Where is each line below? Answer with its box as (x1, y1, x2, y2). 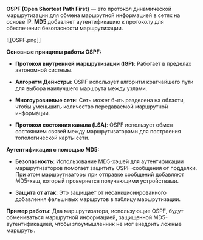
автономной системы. (15, 66, 73, 74)
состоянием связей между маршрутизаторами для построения (15, 128, 181, 135)
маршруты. (6, 227, 36, 234)
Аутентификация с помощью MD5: (6, 146, 100, 153)
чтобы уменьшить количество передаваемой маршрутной (15, 103, 168, 110)
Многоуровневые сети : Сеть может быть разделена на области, (15, 97, 185, 104)
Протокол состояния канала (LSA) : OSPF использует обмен (15, 121, 173, 129)
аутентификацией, (6, 221, 53, 227)
